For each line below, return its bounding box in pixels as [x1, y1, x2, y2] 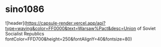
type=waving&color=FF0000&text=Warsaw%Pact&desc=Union [5, 25, 136, 31]
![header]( [5, 20, 26, 26]
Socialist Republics [5, 30, 44, 36]
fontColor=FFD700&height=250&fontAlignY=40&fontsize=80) [5, 36, 132, 42]
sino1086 [5, 3, 45, 15]
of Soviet [137, 25, 156, 31]
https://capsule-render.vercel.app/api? [26, 20, 106, 26]
